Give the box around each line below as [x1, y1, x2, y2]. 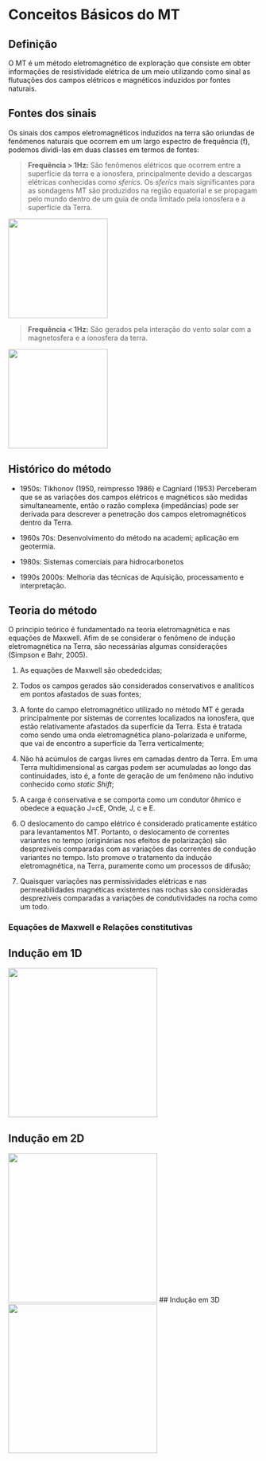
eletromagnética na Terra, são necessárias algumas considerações [8, 642, 228, 651]
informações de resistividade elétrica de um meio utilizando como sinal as [8, 67, 251, 76]
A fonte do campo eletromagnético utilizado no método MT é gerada [19, 705, 245, 714]
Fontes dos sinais [8, 107, 97, 120]
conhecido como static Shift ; [19, 779, 114, 789]
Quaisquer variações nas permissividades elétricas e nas [19, 877, 207, 886]
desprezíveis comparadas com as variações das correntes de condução [19, 844, 256, 854]
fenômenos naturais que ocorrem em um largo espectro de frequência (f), [8, 136, 250, 146]
